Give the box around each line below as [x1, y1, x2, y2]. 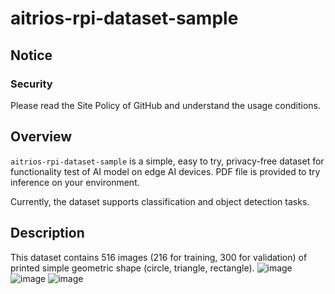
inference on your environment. [10, 176, 140, 188]
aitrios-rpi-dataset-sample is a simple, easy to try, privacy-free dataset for [10, 155, 325, 167]
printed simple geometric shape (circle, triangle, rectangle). [10, 262, 255, 274]
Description [10, 225, 85, 242]
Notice [10, 47, 53, 64]
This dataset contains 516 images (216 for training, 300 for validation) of [10, 251, 308, 263]
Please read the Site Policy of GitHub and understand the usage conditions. [10, 99, 321, 111]
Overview [10, 128, 73, 146]
